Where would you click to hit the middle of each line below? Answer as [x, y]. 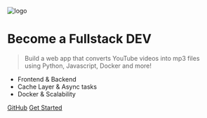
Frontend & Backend [47, 79]
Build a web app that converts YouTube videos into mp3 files [112, 58]
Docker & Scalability [46, 94]
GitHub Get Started [35, 108]
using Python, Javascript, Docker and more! [88, 66]
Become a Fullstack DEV [80, 39]
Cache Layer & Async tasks [57, 87]
